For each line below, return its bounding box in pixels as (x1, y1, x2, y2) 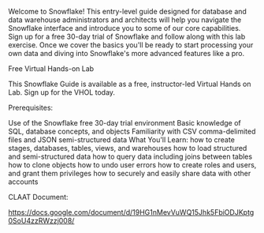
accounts (8, 177, 39, 186)
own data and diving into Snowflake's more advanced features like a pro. (8, 49, 245, 58)
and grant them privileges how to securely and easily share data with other (8, 169, 251, 178)
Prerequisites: (8, 103, 54, 112)
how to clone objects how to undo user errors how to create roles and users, (8, 160, 257, 169)
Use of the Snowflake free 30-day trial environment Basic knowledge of (8, 118, 242, 127)
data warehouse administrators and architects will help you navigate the (8, 15, 242, 24)
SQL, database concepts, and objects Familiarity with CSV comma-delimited (8, 126, 256, 136)
